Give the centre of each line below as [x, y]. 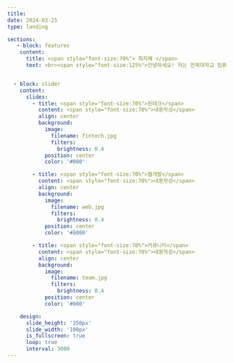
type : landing [28, 27]
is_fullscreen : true [55, 336]
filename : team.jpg [79, 278]
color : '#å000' [67, 233]
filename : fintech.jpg [84, 136]
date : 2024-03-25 [32, 20]
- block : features [43, 46]
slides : [37, 97]
